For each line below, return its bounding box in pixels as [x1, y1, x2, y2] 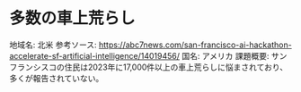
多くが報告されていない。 [9, 72, 104, 83]
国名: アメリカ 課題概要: [181, 50, 270, 61]
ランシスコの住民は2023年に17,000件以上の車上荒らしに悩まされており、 [16, 62, 288, 72]
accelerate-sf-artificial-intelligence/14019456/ [9, 50, 181, 61]
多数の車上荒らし [9, 8, 137, 29]
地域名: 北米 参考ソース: [9, 39, 97, 50]
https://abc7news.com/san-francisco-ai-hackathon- [98, 39, 292, 50]
